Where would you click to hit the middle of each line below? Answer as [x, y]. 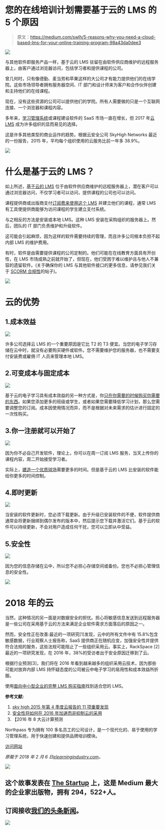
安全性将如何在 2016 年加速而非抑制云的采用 [57, 713]
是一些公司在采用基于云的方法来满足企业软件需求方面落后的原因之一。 [76, 624]
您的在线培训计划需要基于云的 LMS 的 [81, 10]
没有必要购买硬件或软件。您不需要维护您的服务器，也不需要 [95, 350]
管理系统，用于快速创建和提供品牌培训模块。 [54, 736]
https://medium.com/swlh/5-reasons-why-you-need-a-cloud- [93, 37]
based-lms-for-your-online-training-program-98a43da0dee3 [79, 42]
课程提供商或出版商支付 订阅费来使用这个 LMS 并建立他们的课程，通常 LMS [81, 203]
